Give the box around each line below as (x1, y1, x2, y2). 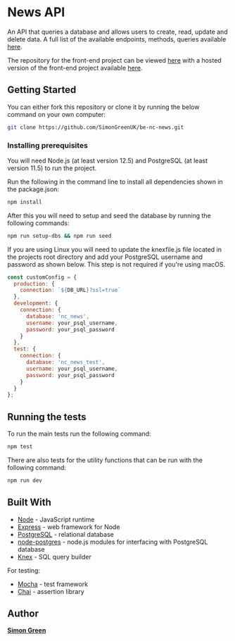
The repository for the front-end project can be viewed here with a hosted (7, 56, 222, 64)
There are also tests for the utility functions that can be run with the (7, 455, 203, 464)
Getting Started (7, 84, 77, 96)
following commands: (7, 219, 70, 227)
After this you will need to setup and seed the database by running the (7, 211, 211, 220)
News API (7, 4, 65, 20)
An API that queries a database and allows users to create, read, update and (7, 27, 228, 36)
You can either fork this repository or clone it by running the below (7, 103, 200, 111)
